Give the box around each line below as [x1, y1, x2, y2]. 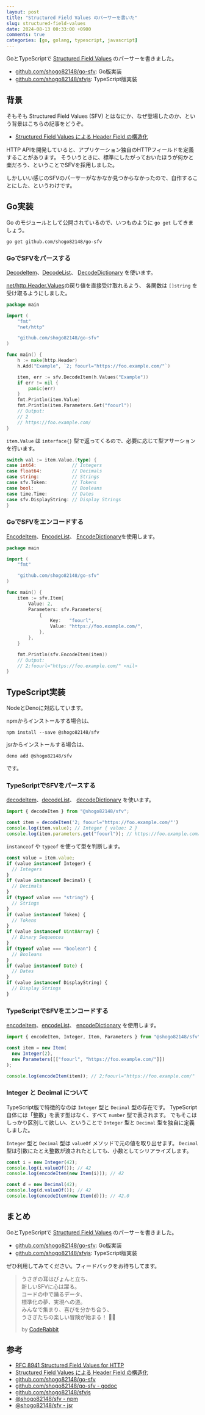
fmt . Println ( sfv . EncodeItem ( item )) [17, 651, 108, 657]
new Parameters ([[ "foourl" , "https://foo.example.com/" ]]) [12, 1056, 165, 1062]
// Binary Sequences [12, 935, 64, 941]
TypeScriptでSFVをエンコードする [6, 1007, 109, 1015]
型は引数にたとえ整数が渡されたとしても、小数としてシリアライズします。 [6, 1147, 192, 1154]
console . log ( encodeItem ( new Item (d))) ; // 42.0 [6, 1193, 130, 1200]
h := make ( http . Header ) [17, 358, 78, 364]
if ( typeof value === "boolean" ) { [6, 946, 97, 952]
